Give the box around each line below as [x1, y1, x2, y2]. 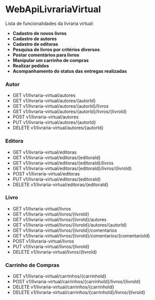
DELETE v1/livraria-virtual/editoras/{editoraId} [12, 182, 109, 188]
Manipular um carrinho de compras [12, 57, 89, 63]
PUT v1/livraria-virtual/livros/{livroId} [12, 243, 90, 250]
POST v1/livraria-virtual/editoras [12, 170, 80, 176]
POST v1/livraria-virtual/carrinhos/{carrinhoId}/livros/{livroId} [12, 279, 141, 285]
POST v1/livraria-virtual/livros [12, 238, 75, 244]
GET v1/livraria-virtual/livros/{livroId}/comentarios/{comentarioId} [12, 232, 150, 238]
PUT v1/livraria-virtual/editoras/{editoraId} [12, 176, 101, 182]
